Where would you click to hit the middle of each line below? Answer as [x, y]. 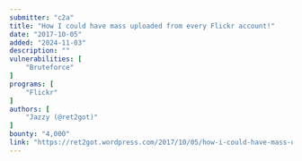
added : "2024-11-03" [48, 42]
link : [19, 142]
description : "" [40, 51]
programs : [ [31, 84]
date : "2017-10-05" [46, 34]
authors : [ [30, 109]
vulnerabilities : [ [46, 59]
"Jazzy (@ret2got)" [62, 117]
